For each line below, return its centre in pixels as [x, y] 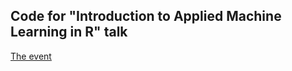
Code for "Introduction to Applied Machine [146, 16]
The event [31, 56]
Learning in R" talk [69, 32]
